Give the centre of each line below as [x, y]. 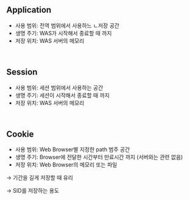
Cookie [20, 134]
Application [29, 10]
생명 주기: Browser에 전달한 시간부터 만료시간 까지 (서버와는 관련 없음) [99, 157]
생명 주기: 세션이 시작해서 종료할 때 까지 [62, 95]
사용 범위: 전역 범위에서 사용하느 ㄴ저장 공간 [67, 25]
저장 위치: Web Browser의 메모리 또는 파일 [66, 165]
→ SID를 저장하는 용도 [33, 191]
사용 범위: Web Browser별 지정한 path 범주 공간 [72, 149]
